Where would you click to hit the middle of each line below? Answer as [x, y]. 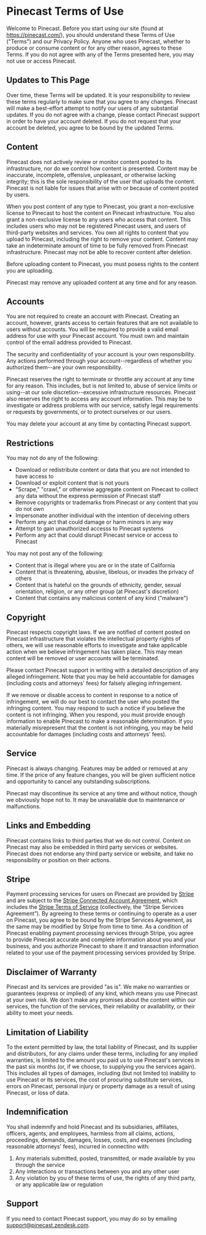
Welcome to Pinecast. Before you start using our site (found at [85, 28]
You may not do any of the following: [53, 458]
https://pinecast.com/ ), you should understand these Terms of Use [91, 34]
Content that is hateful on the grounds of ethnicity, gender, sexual [98, 585]
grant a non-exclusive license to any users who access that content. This [99, 219]
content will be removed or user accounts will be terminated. [83, 658]
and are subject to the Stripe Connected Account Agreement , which [92, 900]
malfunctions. [24, 806]
